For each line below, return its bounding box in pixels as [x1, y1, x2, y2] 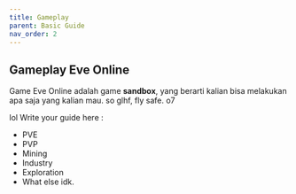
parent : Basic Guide [9, 21, 86, 30]
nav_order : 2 [9, 29, 58, 38]
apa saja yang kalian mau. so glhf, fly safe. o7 [9, 95, 175, 106]
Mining [21, 148, 48, 159]
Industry [21, 158, 53, 168]
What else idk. [21, 176, 74, 187]
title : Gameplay [9, 12, 69, 22]
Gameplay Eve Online [9, 62, 130, 77]
